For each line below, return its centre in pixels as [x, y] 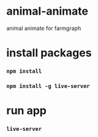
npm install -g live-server [48, 86]
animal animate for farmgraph [44, 28]
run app [27, 111]
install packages [49, 53]
